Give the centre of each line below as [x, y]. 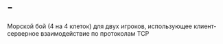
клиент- [205, 26]
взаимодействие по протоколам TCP [95, 33]
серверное [23, 33]
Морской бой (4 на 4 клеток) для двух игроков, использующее [100, 26]
